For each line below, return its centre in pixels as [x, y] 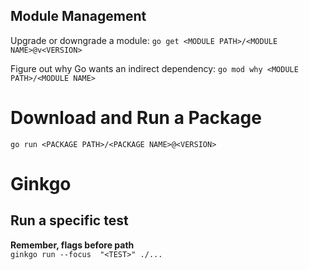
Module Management [78, 16]
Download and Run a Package [136, 118]
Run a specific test [69, 220]
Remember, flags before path [72, 245]
